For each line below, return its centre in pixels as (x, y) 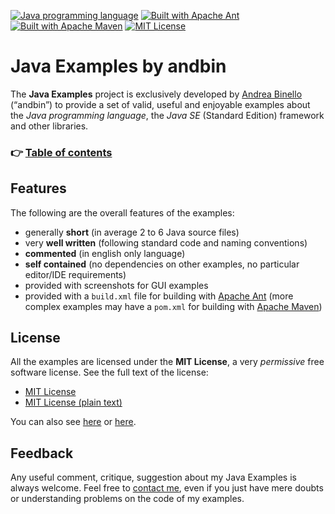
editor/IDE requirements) (75, 274)
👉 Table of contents (61, 152)
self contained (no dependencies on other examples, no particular (162, 264)
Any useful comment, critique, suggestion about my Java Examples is (153, 477)
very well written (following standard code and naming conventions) (166, 242)
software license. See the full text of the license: (109, 372)
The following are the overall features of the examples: (122, 212)
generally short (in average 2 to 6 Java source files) (132, 232)
